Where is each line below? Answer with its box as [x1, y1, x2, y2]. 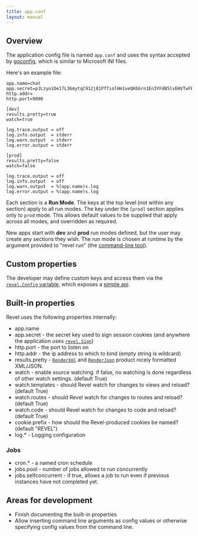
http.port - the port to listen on [14, 343, 89, 350]
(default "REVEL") [14, 425, 58, 432]
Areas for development [6, 495, 93, 505]
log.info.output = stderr [6, 132, 72, 138]
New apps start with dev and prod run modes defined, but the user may [6, 229, 181, 236]
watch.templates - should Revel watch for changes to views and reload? [14, 381, 190, 388]
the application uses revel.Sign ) [14, 337, 94, 345]
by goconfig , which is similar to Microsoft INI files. [6, 58, 128, 65]
